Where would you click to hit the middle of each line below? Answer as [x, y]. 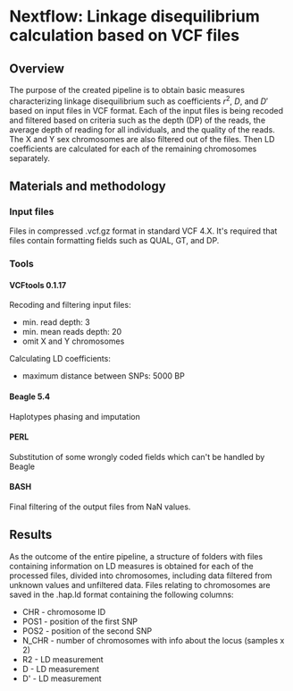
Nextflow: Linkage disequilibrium [135, 17]
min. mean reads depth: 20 [72, 332]
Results [31, 535]
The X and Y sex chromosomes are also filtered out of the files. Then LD [142, 139]
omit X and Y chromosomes [73, 341]
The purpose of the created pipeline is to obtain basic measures [127, 90]
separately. [30, 158]
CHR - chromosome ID [64, 611]
